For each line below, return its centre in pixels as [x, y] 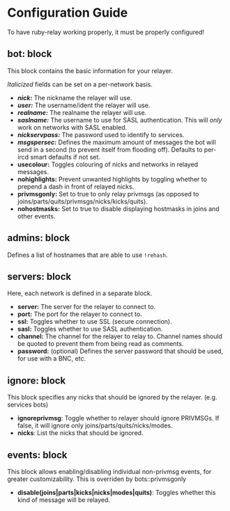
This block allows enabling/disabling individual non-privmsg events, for [109, 472]
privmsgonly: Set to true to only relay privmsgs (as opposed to [108, 194]
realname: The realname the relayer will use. [82, 112]
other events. [36, 216]
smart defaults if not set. [66, 157]
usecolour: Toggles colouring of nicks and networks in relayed [108, 164]
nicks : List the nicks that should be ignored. [80, 433]
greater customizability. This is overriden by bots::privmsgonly [97, 479]
